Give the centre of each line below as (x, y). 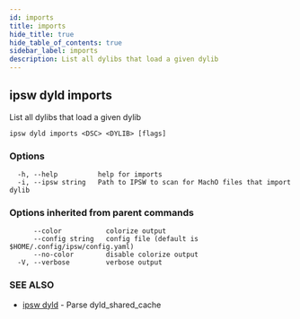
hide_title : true (42, 34)
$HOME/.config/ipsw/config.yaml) (72, 247)
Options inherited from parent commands (102, 213)
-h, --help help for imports (90, 175)
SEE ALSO (32, 285)
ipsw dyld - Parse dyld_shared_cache (92, 305)
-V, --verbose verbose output (90, 263)
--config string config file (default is (116, 239)
